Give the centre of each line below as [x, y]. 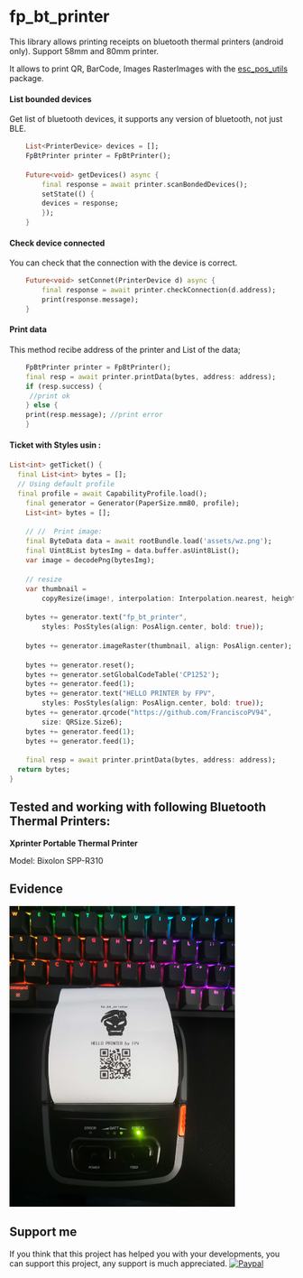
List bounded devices [50, 99]
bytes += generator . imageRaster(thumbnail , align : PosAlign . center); [159, 646]
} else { [42, 405]
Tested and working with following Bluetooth [138, 807]
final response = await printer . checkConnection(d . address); [159, 291]
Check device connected [57, 243]
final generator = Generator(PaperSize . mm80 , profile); [133, 503]
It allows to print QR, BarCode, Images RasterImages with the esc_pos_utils [149, 69]
